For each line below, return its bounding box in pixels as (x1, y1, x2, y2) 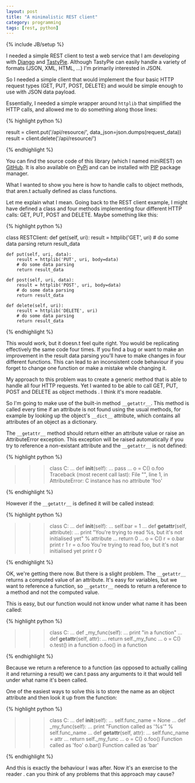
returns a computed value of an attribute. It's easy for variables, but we (6, 576, 177, 583)
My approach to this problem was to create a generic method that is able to (6, 376, 187, 383)
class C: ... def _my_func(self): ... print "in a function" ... (49, 629, 183, 636)
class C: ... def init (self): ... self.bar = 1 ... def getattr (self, (49, 523, 187, 530)
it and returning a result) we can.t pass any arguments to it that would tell (6, 671, 182, 678)
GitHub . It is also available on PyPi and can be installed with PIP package (6, 164, 181, 171)
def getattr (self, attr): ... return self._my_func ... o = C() (49, 636, 181, 643)
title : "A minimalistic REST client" (6, 14, 98, 20)
